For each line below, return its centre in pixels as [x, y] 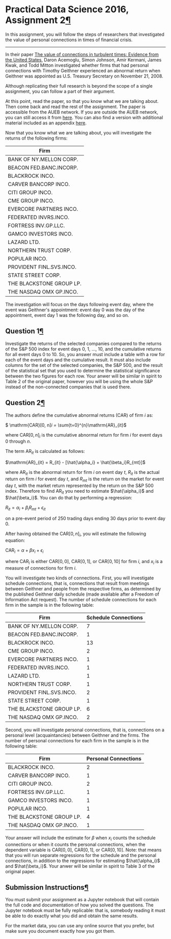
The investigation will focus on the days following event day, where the [80, 304]
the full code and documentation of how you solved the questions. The [79, 905]
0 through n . [18, 441]
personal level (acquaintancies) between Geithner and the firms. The [77, 735]
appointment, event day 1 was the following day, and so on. [67, 315]
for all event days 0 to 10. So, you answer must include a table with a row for [85, 354]
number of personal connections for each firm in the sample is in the [77, 740]
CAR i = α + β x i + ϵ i [24, 551]
